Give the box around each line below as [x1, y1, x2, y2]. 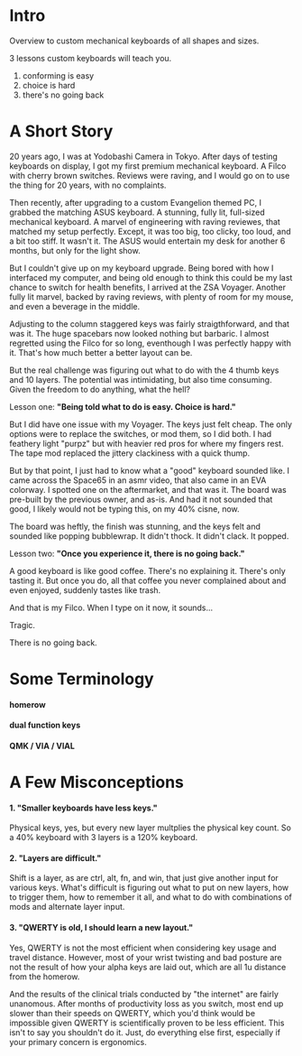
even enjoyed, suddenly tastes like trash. [9, 584, 161, 596]
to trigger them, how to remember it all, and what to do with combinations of [9, 892, 293, 903]
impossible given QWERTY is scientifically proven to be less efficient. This [9, 1017, 285, 1028]
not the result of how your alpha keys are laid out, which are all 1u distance [9, 961, 287, 972]
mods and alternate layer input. [9, 902, 125, 912]
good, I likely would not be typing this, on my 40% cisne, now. [9, 503, 240, 514]
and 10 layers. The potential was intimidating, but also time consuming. [9, 374, 272, 384]
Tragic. [9, 619, 36, 630]
